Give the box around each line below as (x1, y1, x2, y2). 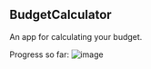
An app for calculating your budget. (9, 31, 143, 42)
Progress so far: (9, 49, 70, 60)
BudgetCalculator (9, 7, 112, 23)
